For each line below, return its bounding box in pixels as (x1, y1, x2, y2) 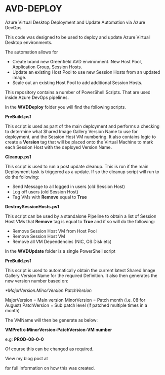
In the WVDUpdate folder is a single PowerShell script (5, 248, 116, 254)
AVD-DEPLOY (5, 3, 63, 14)
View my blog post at (5, 355, 48, 361)
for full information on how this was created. (5, 365, 95, 371)
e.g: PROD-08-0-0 (5, 336, 44, 342)
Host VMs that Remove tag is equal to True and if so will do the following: (5, 218, 155, 224)
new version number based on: (5, 278, 69, 283)
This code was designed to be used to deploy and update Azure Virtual (5, 34, 150, 40)
